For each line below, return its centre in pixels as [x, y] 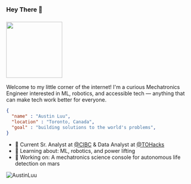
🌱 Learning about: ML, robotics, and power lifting [75, 151]
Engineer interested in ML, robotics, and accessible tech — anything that [95, 93]
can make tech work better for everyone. [56, 100]
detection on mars [37, 163]
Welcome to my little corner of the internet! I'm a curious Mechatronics [93, 87]
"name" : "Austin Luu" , [41, 116]
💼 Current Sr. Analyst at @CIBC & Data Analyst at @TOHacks [90, 144]
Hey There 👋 [24, 10]
